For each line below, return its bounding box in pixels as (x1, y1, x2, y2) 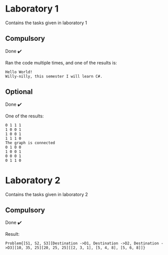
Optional (5, 88, 33, 96)
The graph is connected (5, 140, 55, 145)
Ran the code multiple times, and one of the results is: (5, 59, 117, 66)
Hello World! (5, 69, 33, 75)
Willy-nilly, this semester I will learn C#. (5, 74, 102, 79)
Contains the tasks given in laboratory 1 (5, 20, 87, 26)
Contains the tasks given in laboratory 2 (5, 191, 88, 197)
